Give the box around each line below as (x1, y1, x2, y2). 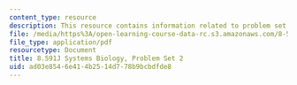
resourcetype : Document (9, 46, 97, 55)
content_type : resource (9, 12, 97, 22)
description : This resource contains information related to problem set (9, 21, 287, 30)
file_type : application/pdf (9, 37, 113, 47)
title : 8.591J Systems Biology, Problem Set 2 (9, 54, 184, 63)
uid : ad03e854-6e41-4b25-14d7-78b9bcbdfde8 (9, 63, 172, 72)
